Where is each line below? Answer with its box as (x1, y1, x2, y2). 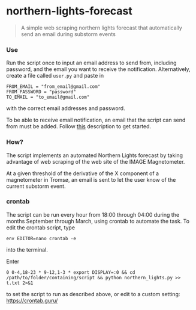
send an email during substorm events (20, 30, 116, 37)
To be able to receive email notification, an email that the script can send (6, 116, 186, 124)
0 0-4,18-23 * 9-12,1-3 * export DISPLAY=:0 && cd (6, 269, 135, 275)
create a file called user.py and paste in (6, 72, 104, 79)
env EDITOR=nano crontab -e (6, 235, 77, 241)
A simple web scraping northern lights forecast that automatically (20, 24, 183, 31)
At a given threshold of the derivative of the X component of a (6, 170, 159, 177)
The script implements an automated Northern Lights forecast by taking (6, 152, 183, 159)
